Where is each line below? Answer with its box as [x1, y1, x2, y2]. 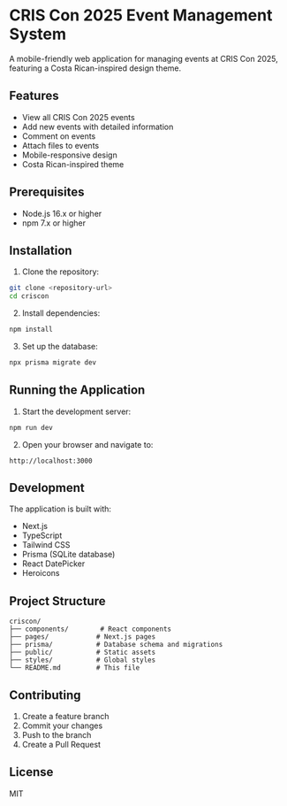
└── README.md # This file [9, 664, 140, 672]
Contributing [9, 687, 81, 702]
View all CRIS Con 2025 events [21, 111, 135, 122]
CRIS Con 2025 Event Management [9, 5, 273, 26]
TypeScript [21, 530, 63, 541]
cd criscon [9, 292, 49, 301]
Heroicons [21, 568, 60, 579]
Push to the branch [21, 730, 92, 740]
